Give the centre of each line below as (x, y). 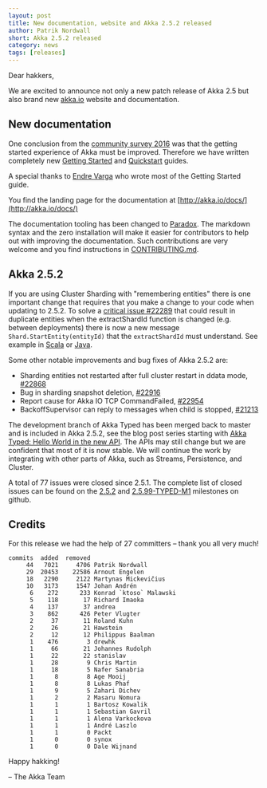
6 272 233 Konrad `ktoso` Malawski (103, 593)
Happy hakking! (34, 762)
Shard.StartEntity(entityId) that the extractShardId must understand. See (133, 336)
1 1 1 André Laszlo (83, 726)
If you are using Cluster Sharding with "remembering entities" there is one (130, 294)
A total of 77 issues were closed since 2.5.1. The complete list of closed (125, 483)
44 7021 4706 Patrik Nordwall (87, 565)
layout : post (30, 16)
